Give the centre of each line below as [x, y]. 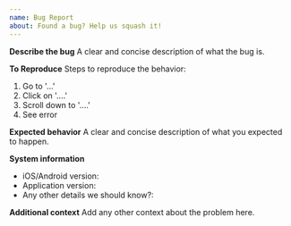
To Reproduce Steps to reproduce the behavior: [98, 69]
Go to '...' [39, 86]
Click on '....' [45, 96]
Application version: [59, 185]
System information [47, 158]
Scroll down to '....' [56, 105]
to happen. [29, 141]
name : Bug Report [42, 17]
